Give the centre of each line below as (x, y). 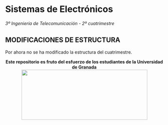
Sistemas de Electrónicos (59, 9)
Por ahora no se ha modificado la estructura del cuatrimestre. (69, 52)
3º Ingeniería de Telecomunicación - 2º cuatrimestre (60, 23)
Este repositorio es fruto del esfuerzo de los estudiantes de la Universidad (84, 61)
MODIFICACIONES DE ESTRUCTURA (63, 40)
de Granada (84, 67)
